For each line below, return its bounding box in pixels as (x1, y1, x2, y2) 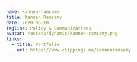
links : (6, 36, 23, 42)
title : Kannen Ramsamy (6, 14, 62, 20)
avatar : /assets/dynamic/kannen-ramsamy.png (6, 31, 118, 37)
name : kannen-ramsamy (6, 8, 60, 15)
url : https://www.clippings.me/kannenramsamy (17, 47, 132, 53)
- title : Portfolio (11, 42, 60, 48)
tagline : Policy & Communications (6, 25, 92, 31)
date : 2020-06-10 (6, 19, 49, 25)
